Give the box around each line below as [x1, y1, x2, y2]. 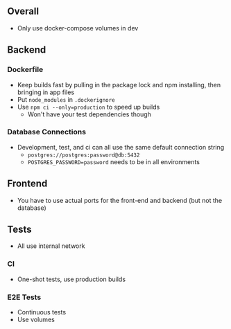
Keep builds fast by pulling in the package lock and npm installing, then [17, 80, 221, 89]
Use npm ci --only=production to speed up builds [17, 103, 160, 111]
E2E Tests [7, 292, 42, 302]
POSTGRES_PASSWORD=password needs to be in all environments [27, 157, 200, 166]
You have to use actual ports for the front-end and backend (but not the [17, 196, 223, 204]
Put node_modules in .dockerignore [17, 95, 116, 103]
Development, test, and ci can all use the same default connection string [17, 143, 225, 151]
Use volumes [17, 315, 55, 324]
